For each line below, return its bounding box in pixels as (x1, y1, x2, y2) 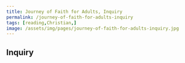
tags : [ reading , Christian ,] (6, 20, 77, 26)
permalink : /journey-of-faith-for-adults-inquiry (6, 14, 134, 20)
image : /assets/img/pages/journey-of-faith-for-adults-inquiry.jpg (6, 25, 180, 31)
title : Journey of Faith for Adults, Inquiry (6, 8, 122, 15)
